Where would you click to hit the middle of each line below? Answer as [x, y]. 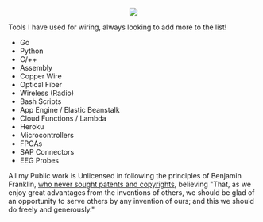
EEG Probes [39, 160]
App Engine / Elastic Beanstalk [70, 110]
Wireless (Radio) [46, 93]
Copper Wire [41, 76]
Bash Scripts [41, 101]
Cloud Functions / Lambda [63, 118]
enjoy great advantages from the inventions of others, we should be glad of [131, 193]
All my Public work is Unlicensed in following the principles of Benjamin [125, 176]
